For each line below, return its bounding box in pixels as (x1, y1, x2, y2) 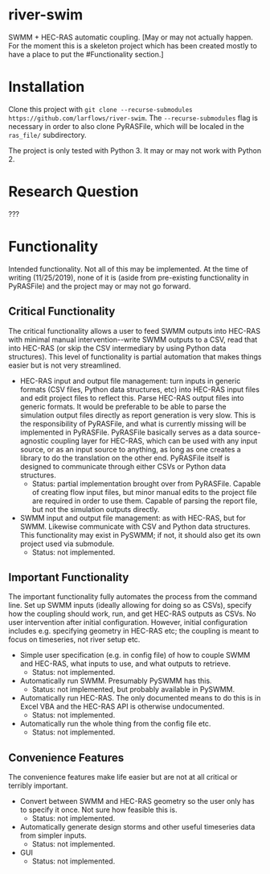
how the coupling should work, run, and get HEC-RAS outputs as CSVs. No (8, 609, 256, 618)
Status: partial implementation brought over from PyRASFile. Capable (31, 478, 261, 489)
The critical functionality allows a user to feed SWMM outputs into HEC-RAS (8, 326, 261, 335)
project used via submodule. (19, 539, 115, 548)
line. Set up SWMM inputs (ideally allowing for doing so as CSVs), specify (8, 601, 252, 610)
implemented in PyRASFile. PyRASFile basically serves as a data (19, 427, 233, 437)
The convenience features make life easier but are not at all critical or (8, 772, 238, 782)
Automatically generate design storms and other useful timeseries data (19, 822, 256, 832)
